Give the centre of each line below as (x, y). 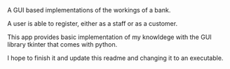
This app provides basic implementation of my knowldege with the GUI (109, 37)
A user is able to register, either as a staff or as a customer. (92, 23)
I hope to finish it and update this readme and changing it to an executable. (115, 58)
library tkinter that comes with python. (62, 44)
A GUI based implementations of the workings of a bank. (89, 10)
